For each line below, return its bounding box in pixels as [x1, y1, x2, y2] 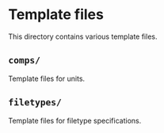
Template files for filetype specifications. [8, 116, 142, 125]
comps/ [8, 55, 41, 66]
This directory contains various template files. [8, 32, 158, 41]
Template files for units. [8, 74, 86, 83]
